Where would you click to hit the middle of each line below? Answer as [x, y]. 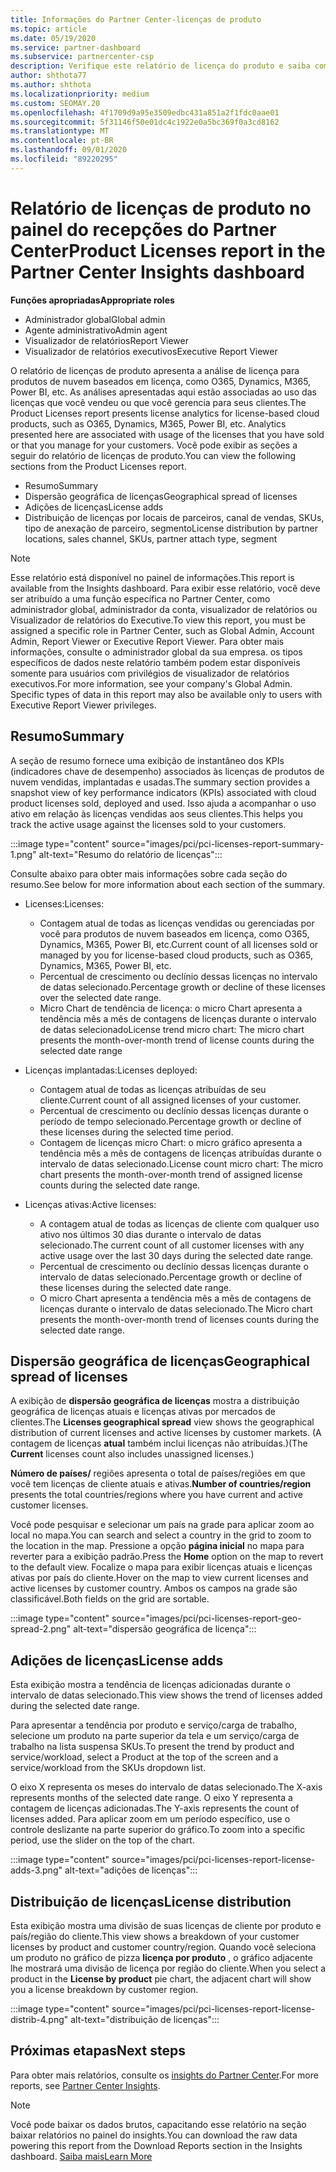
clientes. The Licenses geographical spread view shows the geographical [162, 1422]
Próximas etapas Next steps [98, 2051]
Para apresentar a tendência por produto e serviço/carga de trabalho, [154, 1725]
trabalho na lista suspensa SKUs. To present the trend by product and [152, 1747]
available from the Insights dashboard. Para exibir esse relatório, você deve [165, 588]
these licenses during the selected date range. [135, 1287]
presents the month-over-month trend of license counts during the [177, 1040]
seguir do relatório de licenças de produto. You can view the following [153, 455]
